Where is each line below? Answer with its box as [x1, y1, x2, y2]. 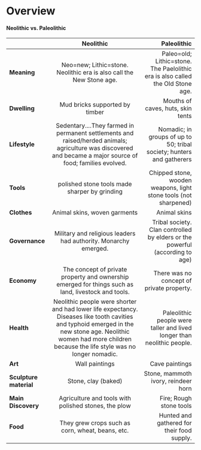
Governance [9, 237, 45, 245]
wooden [169, 176, 192, 185]
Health [9, 324, 29, 332]
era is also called [144, 72, 192, 80]
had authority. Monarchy [60, 237, 130, 245]
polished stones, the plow [59, 401, 131, 410]
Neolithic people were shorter [53, 298, 137, 306]
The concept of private [62, 265, 127, 274]
